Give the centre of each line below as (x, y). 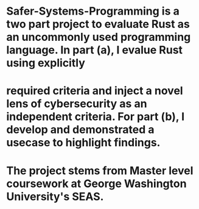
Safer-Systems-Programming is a (93, 11)
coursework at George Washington (96, 183)
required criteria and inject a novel (95, 91)
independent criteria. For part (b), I (96, 117)
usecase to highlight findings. (83, 143)
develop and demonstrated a (80, 130)
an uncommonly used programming (99, 37)
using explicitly (46, 63)
